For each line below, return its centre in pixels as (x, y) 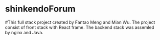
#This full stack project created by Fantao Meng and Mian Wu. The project (80, 22)
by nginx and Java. (24, 32)
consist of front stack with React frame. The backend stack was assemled (80, 27)
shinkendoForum (40, 9)
